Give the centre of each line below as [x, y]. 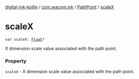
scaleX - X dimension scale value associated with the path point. [70, 72]
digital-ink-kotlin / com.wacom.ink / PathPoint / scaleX [60, 7]
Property [16, 61]
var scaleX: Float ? [25, 39]
